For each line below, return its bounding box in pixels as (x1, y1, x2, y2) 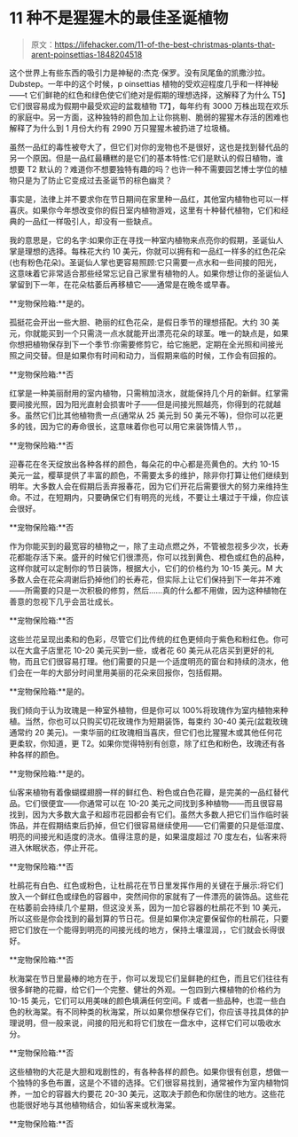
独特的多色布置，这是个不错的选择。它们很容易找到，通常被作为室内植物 (16, 1077, 281, 1087)
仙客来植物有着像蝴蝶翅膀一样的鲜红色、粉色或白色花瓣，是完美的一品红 (9, 787, 273, 797)
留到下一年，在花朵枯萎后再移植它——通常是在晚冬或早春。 (16, 278, 235, 289)
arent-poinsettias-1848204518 (30, 49, 143, 59)
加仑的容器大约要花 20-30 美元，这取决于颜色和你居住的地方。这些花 (32, 1088, 286, 1099)
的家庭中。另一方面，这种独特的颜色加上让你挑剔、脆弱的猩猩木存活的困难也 (9, 112, 289, 122)
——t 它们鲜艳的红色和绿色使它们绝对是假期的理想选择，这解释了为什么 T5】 (9, 90, 286, 100)
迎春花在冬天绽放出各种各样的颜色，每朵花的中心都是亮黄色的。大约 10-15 (9, 459, 279, 469)
